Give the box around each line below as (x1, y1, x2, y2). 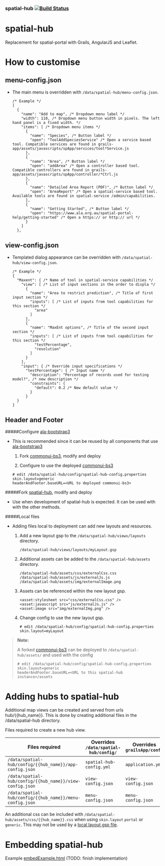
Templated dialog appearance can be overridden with (12, 254, 121, 260)
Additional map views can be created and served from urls (5, 707, 124, 713)
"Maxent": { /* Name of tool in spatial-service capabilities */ (17, 278, 153, 282)
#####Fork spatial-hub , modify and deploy (5, 490, 92, 495)
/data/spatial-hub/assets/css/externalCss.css (19, 571, 117, 576)
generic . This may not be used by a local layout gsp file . (5, 822, 118, 828)
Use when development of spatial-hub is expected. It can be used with (12, 499, 156, 505)
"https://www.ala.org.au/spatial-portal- (47, 211, 134, 216)
